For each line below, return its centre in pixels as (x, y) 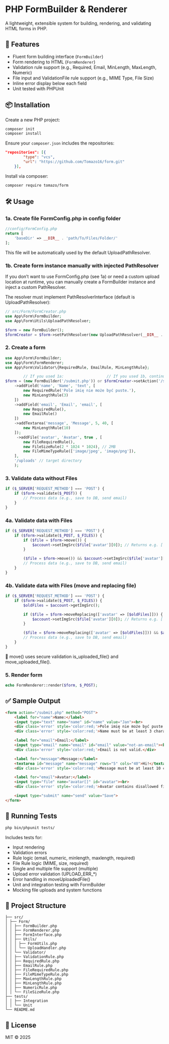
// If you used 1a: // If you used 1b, (85, 377)
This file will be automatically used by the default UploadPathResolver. (78, 252)
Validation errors (30, 852)
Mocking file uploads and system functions (57, 890)
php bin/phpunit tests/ (30, 828)
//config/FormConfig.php (31, 229)
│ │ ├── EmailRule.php (29, 966)
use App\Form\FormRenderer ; (35, 363)
